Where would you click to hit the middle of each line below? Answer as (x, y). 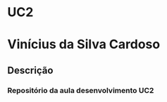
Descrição (30, 70)
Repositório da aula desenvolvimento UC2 (81, 90)
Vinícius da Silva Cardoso (84, 45)
